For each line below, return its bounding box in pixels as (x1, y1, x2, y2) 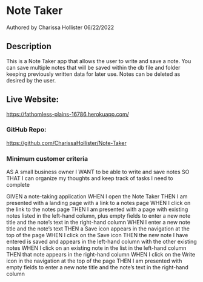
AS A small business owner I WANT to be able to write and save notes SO (6, 168, 190, 176)
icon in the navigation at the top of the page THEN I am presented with (6, 257, 182, 264)
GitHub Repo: (6, 126, 47, 134)
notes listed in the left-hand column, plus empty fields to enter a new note (6, 212, 191, 220)
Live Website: (6, 95, 59, 105)
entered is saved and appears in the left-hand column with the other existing (6, 238, 197, 246)
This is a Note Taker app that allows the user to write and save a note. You (6, 57, 191, 64)
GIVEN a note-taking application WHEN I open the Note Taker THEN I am (6, 193, 188, 200)
